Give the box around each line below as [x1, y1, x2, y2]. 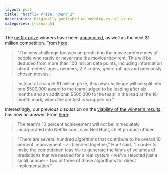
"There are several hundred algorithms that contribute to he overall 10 [17, 136, 161, 142]
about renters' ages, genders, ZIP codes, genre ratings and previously [17, 66, 162, 72]
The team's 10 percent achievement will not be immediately [17, 121, 140, 127]
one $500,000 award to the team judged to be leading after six [17, 86, 147, 92]
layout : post [5, 7, 32, 12]
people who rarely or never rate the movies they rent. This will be [17, 55, 152, 61]
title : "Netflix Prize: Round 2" [5, 12, 75, 17]
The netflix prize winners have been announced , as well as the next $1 [5, 35, 150, 41]
